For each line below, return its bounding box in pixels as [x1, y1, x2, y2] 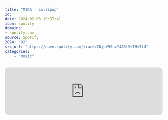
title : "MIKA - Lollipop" [5, 7, 59, 12]
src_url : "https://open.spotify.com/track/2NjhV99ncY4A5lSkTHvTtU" [5, 44, 149, 49]
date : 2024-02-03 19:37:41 [5, 16, 61, 21]
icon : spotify [5, 21, 35, 26]
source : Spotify [5, 35, 39, 40]
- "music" [14, 53, 35, 59]
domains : [5, 26, 23, 31]
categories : [5, 49, 30, 54]
